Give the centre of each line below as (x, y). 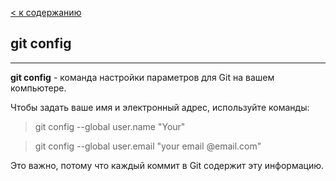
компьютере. (38, 88)
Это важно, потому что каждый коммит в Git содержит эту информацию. (167, 165)
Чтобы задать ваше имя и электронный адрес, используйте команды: (160, 107)
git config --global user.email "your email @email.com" (148, 146)
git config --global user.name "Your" (110, 126)
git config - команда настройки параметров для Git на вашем (142, 77)
